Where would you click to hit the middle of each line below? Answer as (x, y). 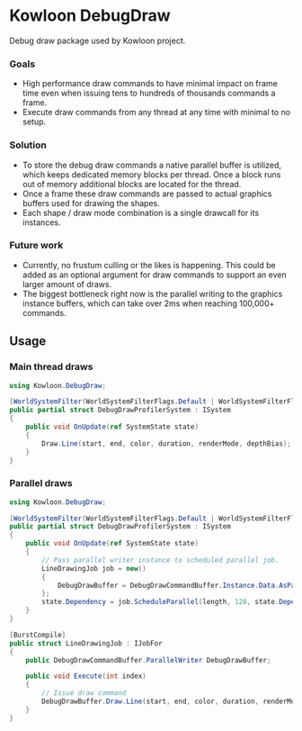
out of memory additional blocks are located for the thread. (132, 184)
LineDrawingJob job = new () (94, 568)
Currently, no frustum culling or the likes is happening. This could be (149, 265)
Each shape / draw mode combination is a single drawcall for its (141, 212)
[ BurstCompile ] (38, 635)
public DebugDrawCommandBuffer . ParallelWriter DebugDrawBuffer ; (148, 660)
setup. (34, 122)
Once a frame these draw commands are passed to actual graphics (147, 194)
